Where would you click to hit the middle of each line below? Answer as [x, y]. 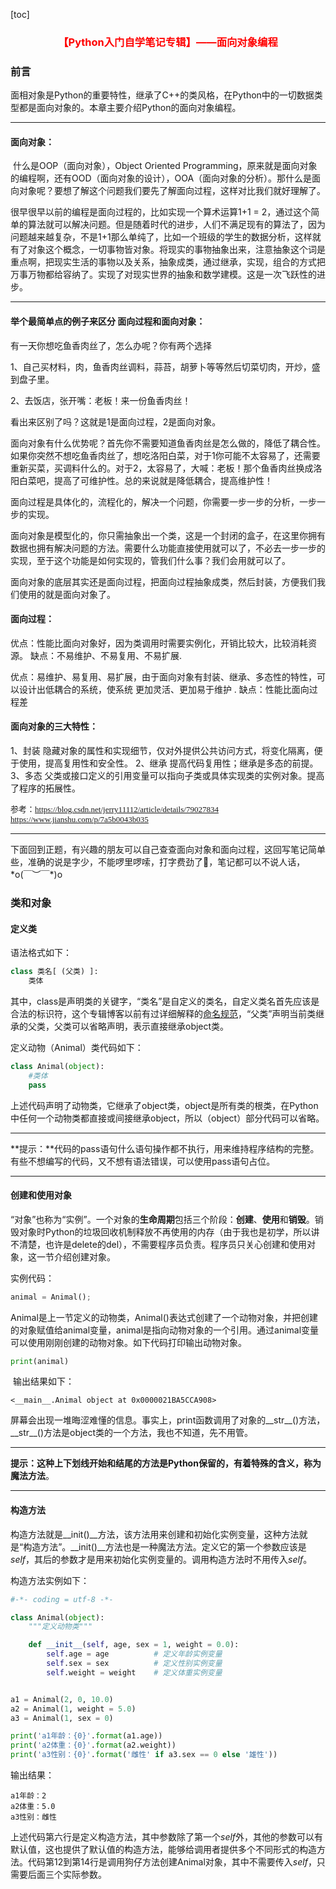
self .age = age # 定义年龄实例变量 [134, 1654]
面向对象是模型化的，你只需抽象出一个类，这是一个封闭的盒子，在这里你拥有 [168, 535]
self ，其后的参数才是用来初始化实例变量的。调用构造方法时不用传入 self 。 [161, 1559]
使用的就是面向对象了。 [67, 594]
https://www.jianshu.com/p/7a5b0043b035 [79, 819]
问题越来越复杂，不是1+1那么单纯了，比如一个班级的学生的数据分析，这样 [161, 237]
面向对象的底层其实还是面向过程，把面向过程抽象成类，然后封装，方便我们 [163, 581]
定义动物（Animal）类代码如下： [77, 1047]
